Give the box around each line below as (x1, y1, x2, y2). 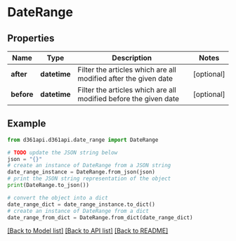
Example (7, 117, 46, 130)
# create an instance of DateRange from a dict (7, 207, 150, 214)
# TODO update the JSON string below (7, 149, 118, 156)
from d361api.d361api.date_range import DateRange (7, 136, 159, 143)
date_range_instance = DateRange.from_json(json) (7, 169, 156, 176)
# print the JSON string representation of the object (7, 175, 171, 183)
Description (112, 53, 152, 63)
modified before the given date (77, 94, 180, 103)
